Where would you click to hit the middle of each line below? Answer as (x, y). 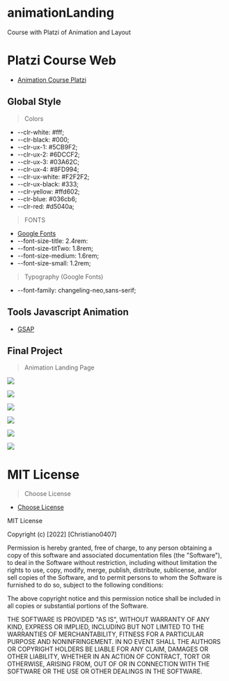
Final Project (35, 351)
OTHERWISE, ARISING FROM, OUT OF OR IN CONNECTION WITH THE (109, 664)
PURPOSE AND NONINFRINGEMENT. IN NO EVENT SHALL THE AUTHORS (114, 642)
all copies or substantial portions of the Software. (78, 606)
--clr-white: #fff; (41, 132)
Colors (34, 118)
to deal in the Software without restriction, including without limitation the (112, 563)
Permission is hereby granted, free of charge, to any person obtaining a (110, 548)
